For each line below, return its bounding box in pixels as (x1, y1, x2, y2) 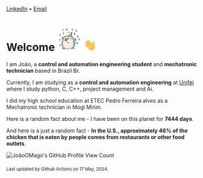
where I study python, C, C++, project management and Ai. (6, 85, 154, 92)
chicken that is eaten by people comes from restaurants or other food (6, 133, 185, 140)
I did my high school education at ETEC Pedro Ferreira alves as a (6, 97, 168, 104)
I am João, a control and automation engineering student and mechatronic (6, 60, 197, 67)
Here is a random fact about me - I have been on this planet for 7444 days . (6, 115, 194, 122)
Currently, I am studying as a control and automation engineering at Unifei (6, 78, 194, 86)
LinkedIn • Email (6, 5, 47, 12)
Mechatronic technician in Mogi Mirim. (6, 103, 102, 111)
